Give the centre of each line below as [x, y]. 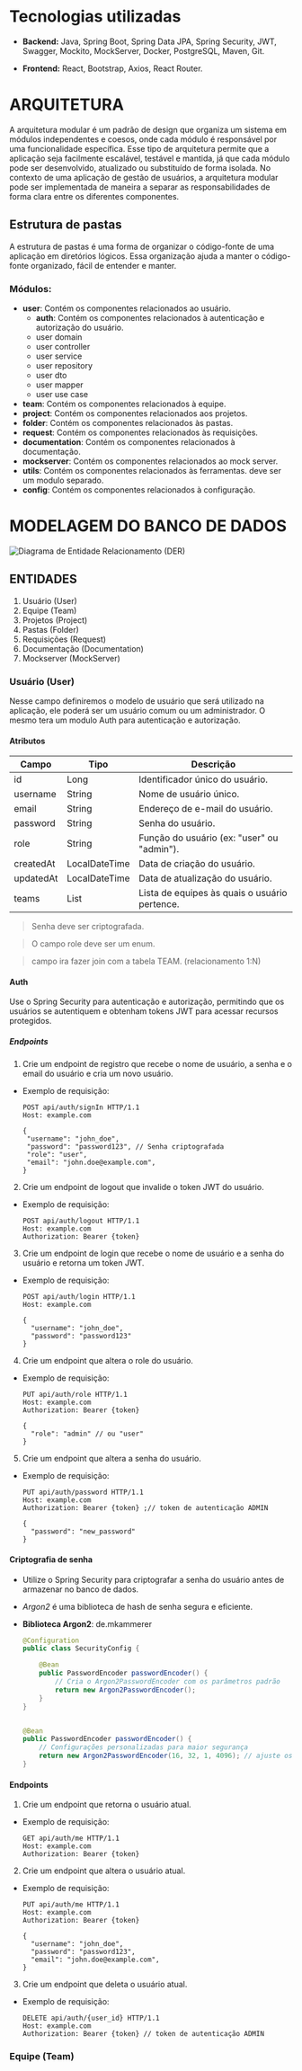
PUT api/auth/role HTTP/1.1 [75, 1395]
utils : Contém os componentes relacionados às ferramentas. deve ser [151, 470]
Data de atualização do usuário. [205, 878]
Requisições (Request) [64, 639]
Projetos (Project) [55, 620]
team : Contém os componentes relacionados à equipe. [124, 404]
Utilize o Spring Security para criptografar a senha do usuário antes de [153, 1579]
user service [59, 356]
